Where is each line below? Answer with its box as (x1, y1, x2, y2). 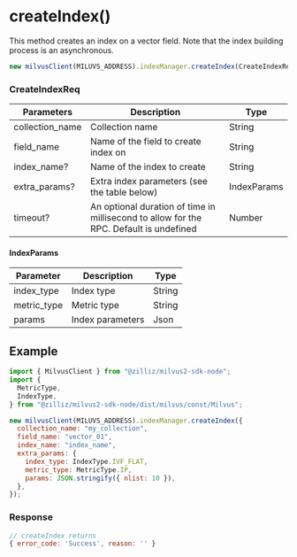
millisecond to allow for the (89, 212, 202, 224)
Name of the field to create (89, 135, 202, 148)
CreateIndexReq (9, 82, 80, 95)
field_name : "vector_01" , (17, 432, 113, 442)
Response (9, 511, 53, 523)
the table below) (89, 186, 158, 198)
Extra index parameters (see (89, 175, 208, 188)
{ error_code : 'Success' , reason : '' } (9, 539, 156, 548)
